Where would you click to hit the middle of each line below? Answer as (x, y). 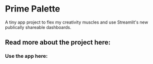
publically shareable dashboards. (38, 27)
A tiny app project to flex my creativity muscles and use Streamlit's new (76, 22)
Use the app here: (26, 56)
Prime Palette (33, 9)
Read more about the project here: (58, 43)
